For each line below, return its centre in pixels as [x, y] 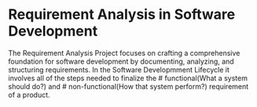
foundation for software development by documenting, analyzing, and [121, 61]
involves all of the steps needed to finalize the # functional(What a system [128, 78]
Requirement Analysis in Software [122, 15]
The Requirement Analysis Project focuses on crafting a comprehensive [124, 53]
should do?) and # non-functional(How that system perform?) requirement [128, 86]
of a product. [29, 94]
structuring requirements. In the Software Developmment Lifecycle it [119, 69]
